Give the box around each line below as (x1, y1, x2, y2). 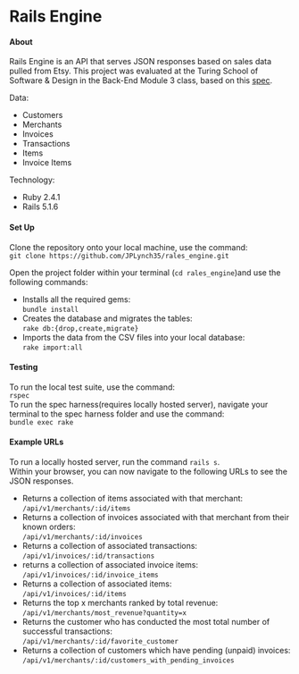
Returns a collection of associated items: (21, 578, 172, 589)
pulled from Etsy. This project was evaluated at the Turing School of (9, 65, 259, 77)
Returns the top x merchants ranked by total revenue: (21, 597, 219, 608)
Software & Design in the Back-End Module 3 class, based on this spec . (9, 75, 273, 86)
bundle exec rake (9, 417, 74, 426)
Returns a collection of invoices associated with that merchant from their (21, 512, 290, 522)
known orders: (21, 521, 76, 532)
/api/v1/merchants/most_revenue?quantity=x (21, 609, 187, 618)
